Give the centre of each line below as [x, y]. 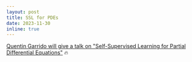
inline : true [23, 29]
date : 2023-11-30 [28, 23]
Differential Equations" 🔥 [37, 53]
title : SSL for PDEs [33, 18]
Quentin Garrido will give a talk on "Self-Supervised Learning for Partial [96, 46]
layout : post [23, 12]
